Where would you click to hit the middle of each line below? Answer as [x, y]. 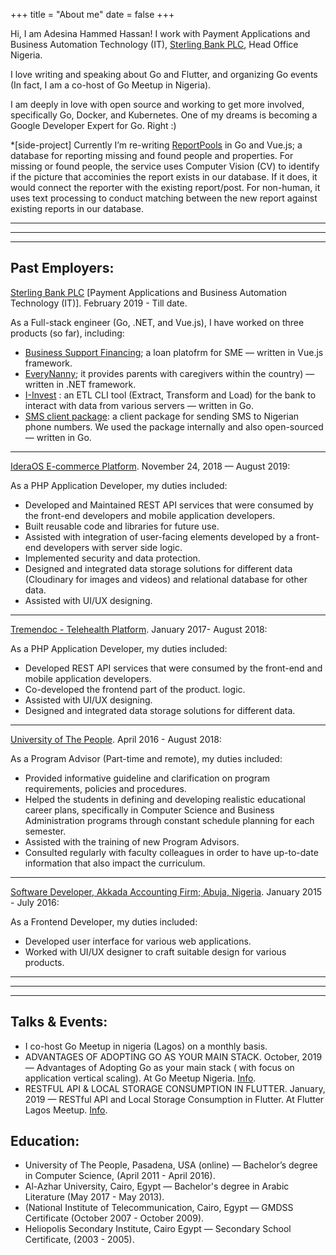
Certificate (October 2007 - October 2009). [114, 1218]
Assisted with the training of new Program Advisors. [132, 841]
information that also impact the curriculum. [115, 863]
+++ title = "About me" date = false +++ [92, 14]
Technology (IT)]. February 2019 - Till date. [99, 303]
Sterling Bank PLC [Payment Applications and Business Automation [149, 292]
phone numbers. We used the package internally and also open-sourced [174, 426]
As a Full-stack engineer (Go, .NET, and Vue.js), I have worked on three [157, 322]
